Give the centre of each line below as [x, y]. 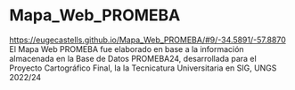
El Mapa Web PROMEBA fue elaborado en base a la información [127, 49]
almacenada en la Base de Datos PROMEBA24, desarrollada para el [133, 58]
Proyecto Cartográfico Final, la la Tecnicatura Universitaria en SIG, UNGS [143, 68]
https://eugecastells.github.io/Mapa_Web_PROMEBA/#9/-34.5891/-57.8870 [148, 40]
